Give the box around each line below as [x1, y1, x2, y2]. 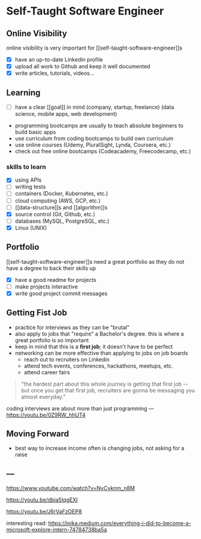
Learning [6, 88, 41, 98]
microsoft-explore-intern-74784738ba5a [6, 526, 107, 534]
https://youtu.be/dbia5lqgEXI [6, 496, 78, 503]
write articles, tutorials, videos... [14, 69, 94, 77]
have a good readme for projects [14, 276, 96, 283]
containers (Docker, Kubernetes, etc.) [14, 190, 108, 197]
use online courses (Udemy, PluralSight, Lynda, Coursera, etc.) [14, 141, 171, 148]
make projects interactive [14, 282, 78, 290]
